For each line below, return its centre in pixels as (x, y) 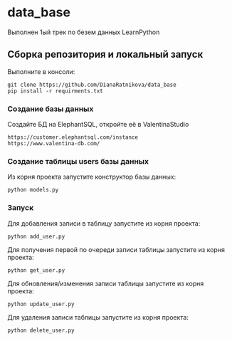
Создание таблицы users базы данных (78, 161)
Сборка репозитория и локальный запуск (105, 54)
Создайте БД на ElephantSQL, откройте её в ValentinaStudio (98, 125)
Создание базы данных (51, 109)
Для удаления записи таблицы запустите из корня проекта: (98, 317)
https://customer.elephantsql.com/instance (73, 137)
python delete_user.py (41, 330)
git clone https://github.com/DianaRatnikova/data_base (92, 85)
